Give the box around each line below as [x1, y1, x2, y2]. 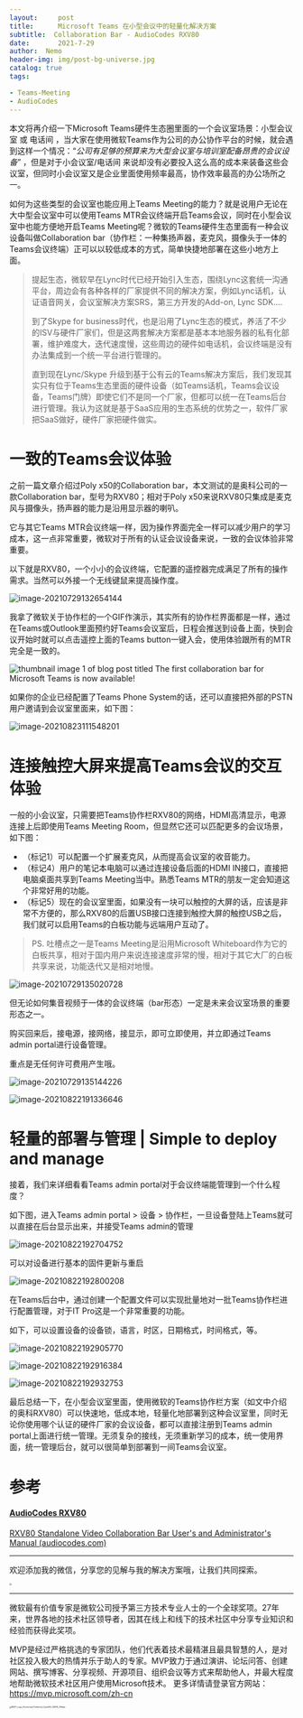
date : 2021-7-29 [9, 38, 95, 48]
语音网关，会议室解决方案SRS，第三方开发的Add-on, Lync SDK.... [39, 296, 283, 307]
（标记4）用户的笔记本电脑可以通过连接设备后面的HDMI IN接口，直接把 [22, 863, 289, 874]
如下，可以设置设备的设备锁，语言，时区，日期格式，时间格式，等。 [9, 1324, 262, 1336]
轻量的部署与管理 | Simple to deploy [9, 1128, 278, 1149]
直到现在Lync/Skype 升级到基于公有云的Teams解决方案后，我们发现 [31, 368, 284, 379]
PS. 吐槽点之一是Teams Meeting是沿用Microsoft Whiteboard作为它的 [31, 938, 288, 949]
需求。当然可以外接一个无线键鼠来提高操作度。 [9, 575, 183, 586]
